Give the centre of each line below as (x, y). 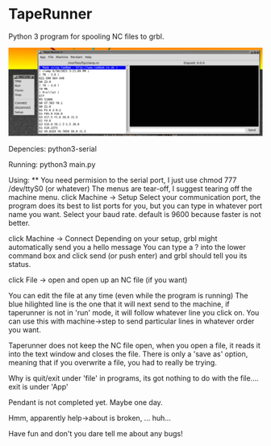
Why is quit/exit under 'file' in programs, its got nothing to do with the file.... (134, 378)
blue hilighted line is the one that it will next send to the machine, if (119, 304)
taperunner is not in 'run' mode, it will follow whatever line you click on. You (134, 312)
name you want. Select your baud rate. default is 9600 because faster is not (135, 214)
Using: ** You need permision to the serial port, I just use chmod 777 (123, 180)
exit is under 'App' (38, 386)
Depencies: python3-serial (52, 148)
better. (19, 223)
